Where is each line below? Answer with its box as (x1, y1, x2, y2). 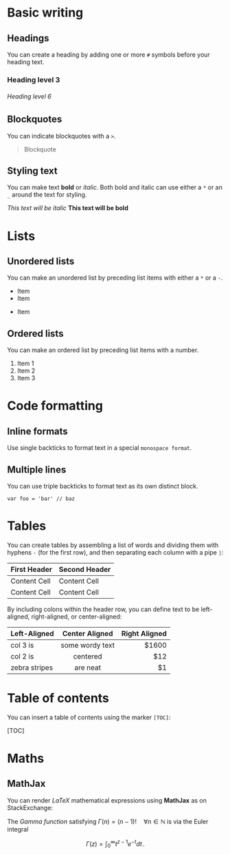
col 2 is (10, 651, 34, 661)
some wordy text (60, 640, 115, 650)
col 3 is (10, 640, 34, 650)
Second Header (58, 564, 111, 574)
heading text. (7, 58, 45, 66)
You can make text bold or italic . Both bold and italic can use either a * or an (7, 183, 223, 192)
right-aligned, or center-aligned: (31, 612, 122, 621)
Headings (7, 32, 49, 44)
